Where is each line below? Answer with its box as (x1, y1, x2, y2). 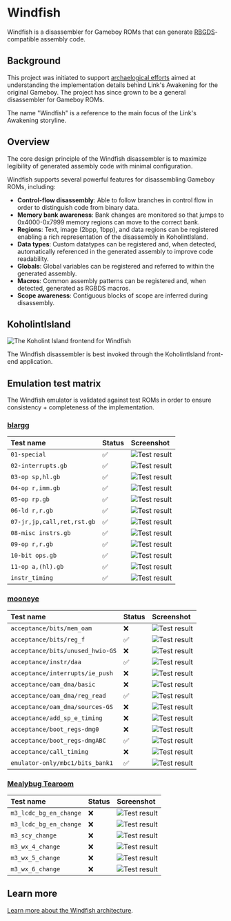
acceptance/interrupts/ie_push (10, 669, 114, 677)
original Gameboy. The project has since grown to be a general (7, 88, 186, 96)
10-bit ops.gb (10, 552, 57, 560)
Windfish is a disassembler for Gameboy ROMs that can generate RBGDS (7, 28, 215, 36)
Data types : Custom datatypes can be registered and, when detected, (17, 240, 217, 248)
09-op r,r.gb (10, 541, 54, 548)
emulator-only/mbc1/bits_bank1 (10, 759, 114, 767)
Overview (7, 136, 50, 148)
